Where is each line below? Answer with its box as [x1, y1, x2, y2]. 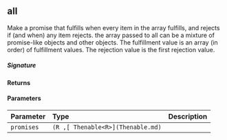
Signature [7, 61, 36, 69]
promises [10, 123, 39, 131]
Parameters [7, 94, 41, 102]
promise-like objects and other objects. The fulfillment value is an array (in [7, 38, 218, 47]
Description [168, 111, 208, 121]
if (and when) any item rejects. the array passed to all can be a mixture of [7, 31, 215, 39]
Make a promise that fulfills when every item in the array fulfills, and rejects [7, 23, 220, 32]
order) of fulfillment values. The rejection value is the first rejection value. [7, 45, 215, 54]
